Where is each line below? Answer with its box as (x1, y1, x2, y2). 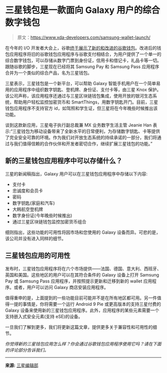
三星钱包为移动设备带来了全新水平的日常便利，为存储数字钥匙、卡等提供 (12, 128, 160, 134)
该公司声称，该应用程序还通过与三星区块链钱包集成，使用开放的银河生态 (5, 93, 153, 98)
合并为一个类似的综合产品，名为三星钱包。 (5, 70, 92, 76)
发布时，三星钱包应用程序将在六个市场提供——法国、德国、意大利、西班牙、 (5, 266, 162, 272)
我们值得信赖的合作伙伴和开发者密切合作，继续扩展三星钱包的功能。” (13, 140, 153, 147)
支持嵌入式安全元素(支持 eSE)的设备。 (5, 313, 83, 319)
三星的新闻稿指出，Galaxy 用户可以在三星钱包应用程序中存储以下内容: (5, 171, 148, 177)
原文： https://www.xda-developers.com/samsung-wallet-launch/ (17, 34, 151, 40)
